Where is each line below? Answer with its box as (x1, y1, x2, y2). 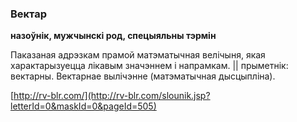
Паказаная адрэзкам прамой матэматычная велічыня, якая (10, 49, 266, 61)
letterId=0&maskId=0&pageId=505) (10, 100, 157, 112)
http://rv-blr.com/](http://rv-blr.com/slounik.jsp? (13, 90, 211, 102)
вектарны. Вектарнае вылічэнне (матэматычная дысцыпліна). (10, 70, 276, 82)
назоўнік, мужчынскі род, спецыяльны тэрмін (10, 30, 217, 42)
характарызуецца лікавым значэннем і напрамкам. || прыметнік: (10, 60, 289, 72)
